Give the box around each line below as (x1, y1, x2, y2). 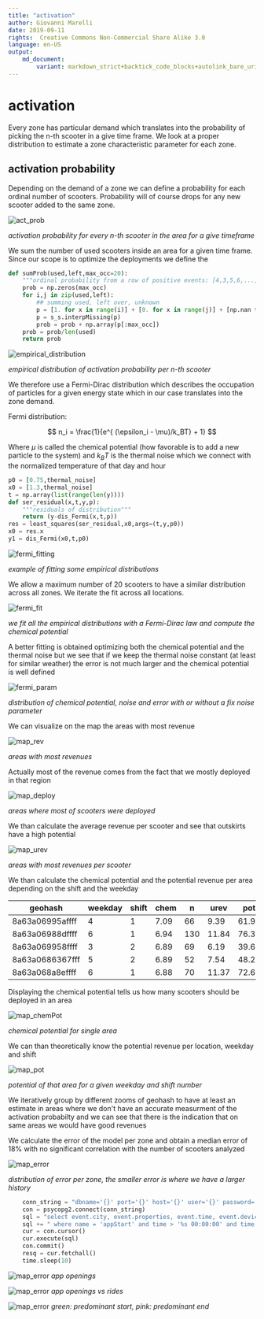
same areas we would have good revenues (8, 1120, 147, 1130)
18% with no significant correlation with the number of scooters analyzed (8, 1143, 245, 1154)
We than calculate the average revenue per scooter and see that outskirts (8, 821, 246, 831)
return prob (22, 335, 61, 343)
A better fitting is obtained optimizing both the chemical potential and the (8, 642, 245, 651)
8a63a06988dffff (12, 928, 78, 939)
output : (8, 48, 34, 56)
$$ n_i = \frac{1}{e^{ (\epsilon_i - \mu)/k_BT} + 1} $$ (47, 427, 217, 437)
